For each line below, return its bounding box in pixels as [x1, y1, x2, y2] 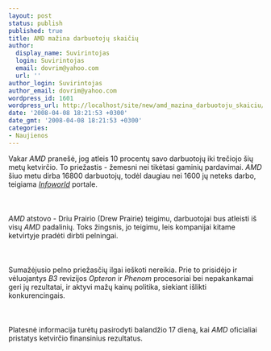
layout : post [8, 11, 52, 20]
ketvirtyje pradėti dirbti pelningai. [8, 230, 119, 240]
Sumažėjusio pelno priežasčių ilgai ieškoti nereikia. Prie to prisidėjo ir [8, 265, 238, 275]
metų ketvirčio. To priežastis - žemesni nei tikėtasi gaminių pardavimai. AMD [8, 162, 262, 171]
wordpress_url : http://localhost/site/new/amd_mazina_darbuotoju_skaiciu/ [8, 101, 265, 109]
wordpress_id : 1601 [8, 94, 74, 102]
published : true [8, 27, 63, 35]
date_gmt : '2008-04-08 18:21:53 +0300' [8, 117, 143, 125]
